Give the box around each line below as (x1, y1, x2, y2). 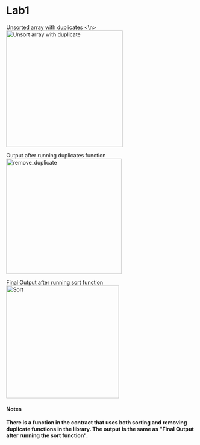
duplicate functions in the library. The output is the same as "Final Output (6, 426, 194, 433)
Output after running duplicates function (6, 151, 107, 159)
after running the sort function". (6, 432, 89, 439)
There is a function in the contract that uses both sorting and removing (6, 419, 187, 426)
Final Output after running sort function (6, 279, 104, 286)
